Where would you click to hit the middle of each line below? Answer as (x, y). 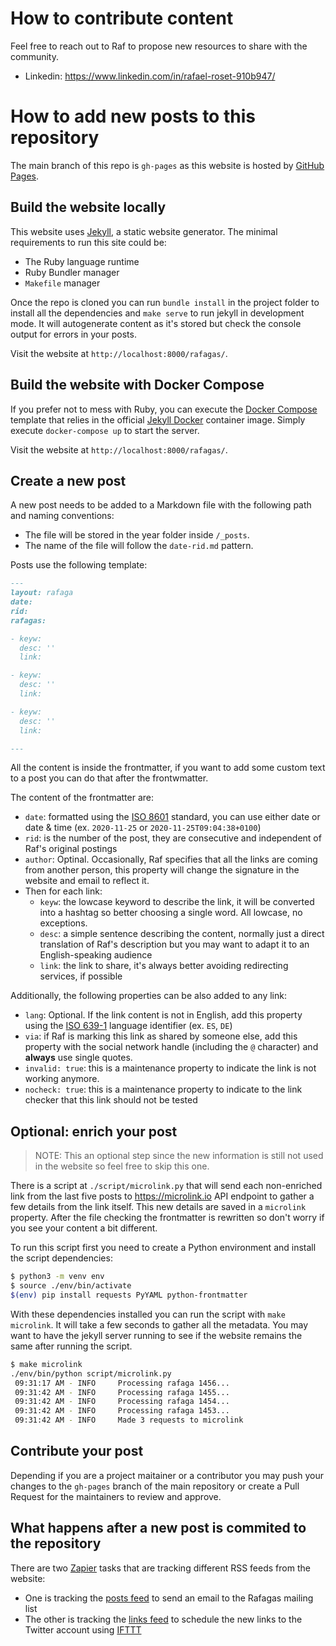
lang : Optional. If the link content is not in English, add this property (163, 1015)
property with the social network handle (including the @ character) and (171, 1047)
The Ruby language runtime (82, 261)
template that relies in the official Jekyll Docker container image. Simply (158, 419)
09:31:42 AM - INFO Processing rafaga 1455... (122, 1392)
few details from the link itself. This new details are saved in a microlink (158, 1207)
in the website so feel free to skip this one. (122, 1166)
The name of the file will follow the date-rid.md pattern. (139, 546)
